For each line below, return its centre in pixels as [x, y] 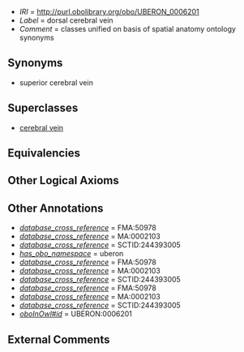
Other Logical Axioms [63, 180]
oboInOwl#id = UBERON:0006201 [76, 314]
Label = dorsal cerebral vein [66, 20]
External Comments [59, 339]
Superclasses [43, 108]
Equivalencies [44, 153]
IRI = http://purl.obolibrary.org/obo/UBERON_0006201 [109, 12]
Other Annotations [56, 208]
